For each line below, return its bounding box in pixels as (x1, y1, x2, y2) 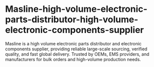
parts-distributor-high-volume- (5, 14, 138, 25)
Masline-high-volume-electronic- (5, 3, 148, 15)
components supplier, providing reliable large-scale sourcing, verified (5, 46, 148, 52)
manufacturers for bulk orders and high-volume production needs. (5, 56, 141, 62)
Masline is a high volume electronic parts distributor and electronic (5, 40, 142, 46)
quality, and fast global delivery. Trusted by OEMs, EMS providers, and (5, 51, 150, 57)
